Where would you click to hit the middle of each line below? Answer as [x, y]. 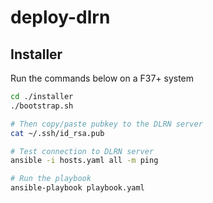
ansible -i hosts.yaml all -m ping [84, 161]
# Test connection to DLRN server [82, 151]
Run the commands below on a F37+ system [102, 78]
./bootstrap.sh [42, 106]
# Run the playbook [51, 179]
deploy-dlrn [60, 17]
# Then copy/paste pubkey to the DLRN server [106, 124]
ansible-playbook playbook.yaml [77, 188]
